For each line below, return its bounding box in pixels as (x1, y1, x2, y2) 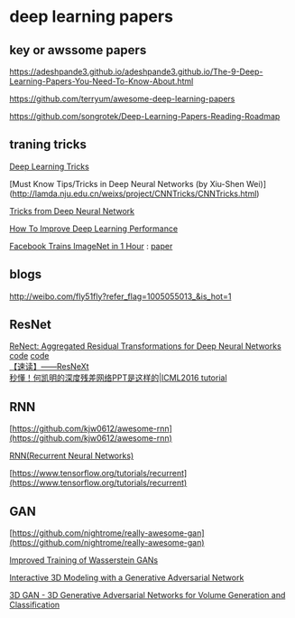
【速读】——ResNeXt (9, 361, 89, 372)
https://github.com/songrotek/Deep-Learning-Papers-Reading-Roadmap (9, 111, 281, 121)
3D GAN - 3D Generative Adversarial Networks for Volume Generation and (9, 590, 286, 601)
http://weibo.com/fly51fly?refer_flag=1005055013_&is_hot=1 (9, 291, 232, 302)
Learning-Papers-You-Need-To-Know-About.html (9, 76, 194, 87)
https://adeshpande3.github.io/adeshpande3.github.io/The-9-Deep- (9, 66, 263, 77)
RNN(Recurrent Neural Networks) (9, 450, 134, 462)
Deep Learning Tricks (9, 161, 90, 172)
